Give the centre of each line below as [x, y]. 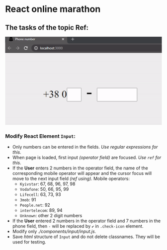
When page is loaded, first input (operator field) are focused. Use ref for [87, 158]
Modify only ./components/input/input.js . [54, 232]
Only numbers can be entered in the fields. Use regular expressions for [85, 147]
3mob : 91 [28, 200]
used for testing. [29, 242]
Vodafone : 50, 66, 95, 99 [44, 189]
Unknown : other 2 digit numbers [51, 216]
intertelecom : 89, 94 [41, 210]
